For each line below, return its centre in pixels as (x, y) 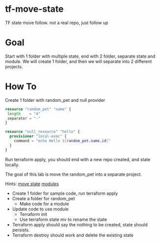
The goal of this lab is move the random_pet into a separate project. (74, 174)
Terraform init (33, 214)
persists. (21, 230)
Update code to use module (40, 209)
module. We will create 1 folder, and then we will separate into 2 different (79, 61)
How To (21, 87)
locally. (12, 165)
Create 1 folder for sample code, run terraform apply (65, 193)
